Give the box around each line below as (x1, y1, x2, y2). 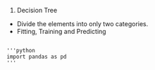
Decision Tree (16, 6, 58, 14)
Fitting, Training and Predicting (16, 28, 106, 35)
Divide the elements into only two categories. (16, 20, 149, 28)
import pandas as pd (6, 53, 68, 60)
